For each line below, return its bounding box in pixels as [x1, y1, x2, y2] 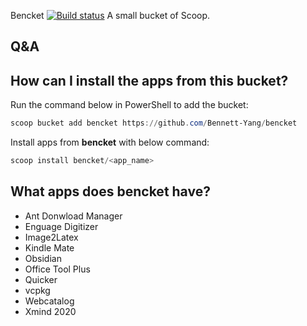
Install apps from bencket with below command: [10, 136, 210, 149]
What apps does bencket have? [10, 183, 211, 200]
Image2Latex [24, 231, 79, 243]
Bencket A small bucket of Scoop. [10, 10, 211, 21]
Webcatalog [24, 295, 75, 307]
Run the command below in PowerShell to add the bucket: [10, 99, 249, 111]
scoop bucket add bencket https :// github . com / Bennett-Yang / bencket [10, 118, 298, 129]
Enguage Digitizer [24, 220, 99, 232]
